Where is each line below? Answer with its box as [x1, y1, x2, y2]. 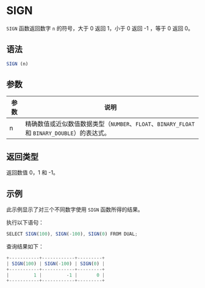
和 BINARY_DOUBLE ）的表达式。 [25, 129, 111, 137]
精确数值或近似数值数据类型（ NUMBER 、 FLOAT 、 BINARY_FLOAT [25, 120, 195, 128]
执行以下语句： [6, 219, 44, 226]
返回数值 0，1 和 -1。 [6, 169, 59, 176]
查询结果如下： [6, 242, 44, 250]
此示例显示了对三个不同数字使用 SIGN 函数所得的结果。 [6, 206, 143, 214]
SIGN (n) [6, 60, 29, 67]
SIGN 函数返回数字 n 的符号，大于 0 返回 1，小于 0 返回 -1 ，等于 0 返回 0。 [6, 24, 194, 32]
